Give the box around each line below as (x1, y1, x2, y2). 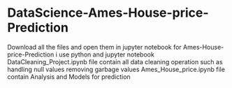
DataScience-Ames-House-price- (7, 5, 209, 21)
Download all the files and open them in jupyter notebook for (7, 43, 182, 51)
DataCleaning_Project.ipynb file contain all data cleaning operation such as (7, 57, 223, 66)
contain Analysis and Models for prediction (7, 72, 131, 81)
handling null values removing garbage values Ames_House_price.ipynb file (7, 65, 226, 73)
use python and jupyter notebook (58, 50, 155, 59)
